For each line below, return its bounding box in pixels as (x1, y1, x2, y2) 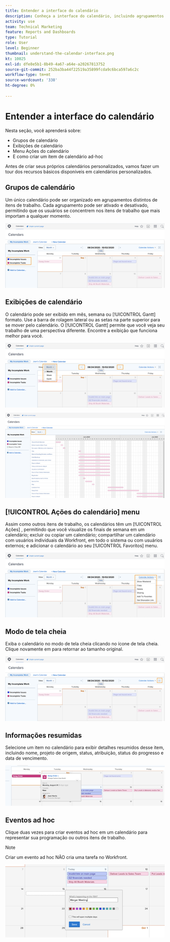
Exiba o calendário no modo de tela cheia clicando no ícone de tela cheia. (5, 640, 159, 646)
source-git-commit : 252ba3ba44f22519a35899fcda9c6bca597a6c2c (5, 67, 139, 72)
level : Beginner (5, 46, 39, 51)
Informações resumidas (5, 731, 82, 740)
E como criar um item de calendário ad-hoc (12, 153, 104, 159)
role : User (5, 40, 28, 46)
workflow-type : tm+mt (5, 72, 51, 77)
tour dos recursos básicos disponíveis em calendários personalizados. (5, 169, 152, 175)
